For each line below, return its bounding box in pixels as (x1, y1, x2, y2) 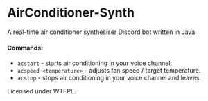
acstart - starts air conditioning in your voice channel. (17, 59, 173, 67)
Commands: (7, 44, 44, 52)
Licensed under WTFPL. (7, 87, 76, 95)
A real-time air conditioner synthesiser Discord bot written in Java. (7, 28, 198, 36)
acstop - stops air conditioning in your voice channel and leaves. (17, 74, 201, 82)
